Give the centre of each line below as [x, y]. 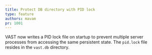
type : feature [20, 14]
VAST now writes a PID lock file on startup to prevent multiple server [74, 37]
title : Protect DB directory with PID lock [50, 9]
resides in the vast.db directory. [37, 47]
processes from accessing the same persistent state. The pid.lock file [76, 42]
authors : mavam [21, 18]
